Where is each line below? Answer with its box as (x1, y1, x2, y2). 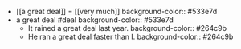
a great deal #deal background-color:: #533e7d (15, 15, 174, 24)
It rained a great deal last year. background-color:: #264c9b (27, 24, 227, 32)
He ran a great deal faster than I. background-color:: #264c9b (27, 32, 234, 41)
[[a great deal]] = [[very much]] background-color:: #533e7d (15, 7, 218, 16)
